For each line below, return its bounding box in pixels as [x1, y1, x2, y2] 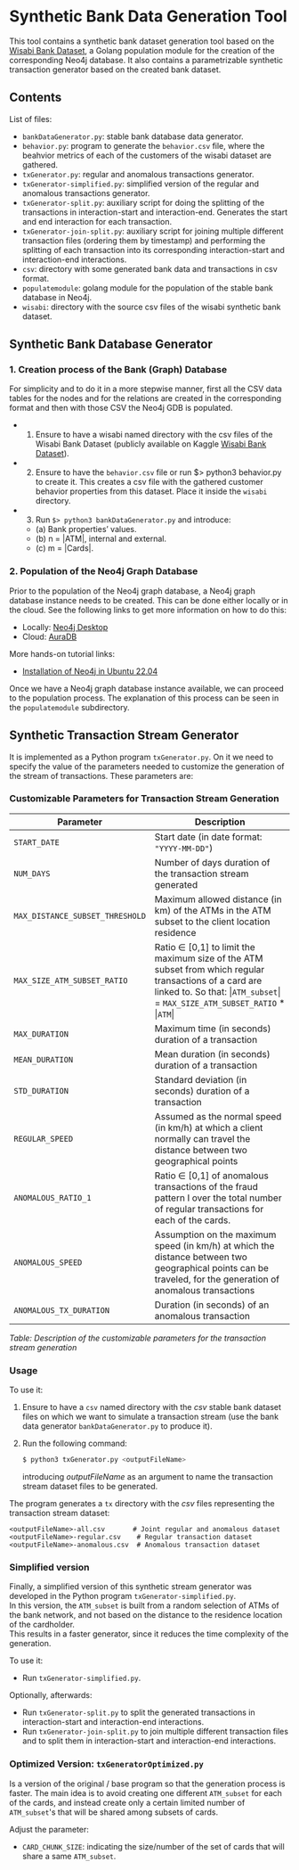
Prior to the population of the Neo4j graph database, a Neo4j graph [9, 586, 256, 596]
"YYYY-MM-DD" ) [154, 841, 214, 854]
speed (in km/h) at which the [154, 1239, 275, 1251]
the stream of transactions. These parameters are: [9, 770, 194, 781]
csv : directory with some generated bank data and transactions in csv [21, 263, 278, 274]
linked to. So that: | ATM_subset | [154, 985, 281, 997]
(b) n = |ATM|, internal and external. [35, 533, 167, 545]
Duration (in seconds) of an [154, 1299, 270, 1311]
